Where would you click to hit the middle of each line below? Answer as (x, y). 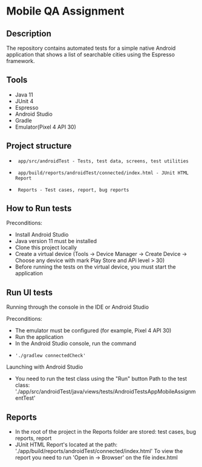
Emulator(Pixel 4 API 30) (46, 127)
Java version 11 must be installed (56, 241)
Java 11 (24, 95)
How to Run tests (39, 208)
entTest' (25, 398)
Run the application (39, 337)
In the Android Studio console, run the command (76, 343)
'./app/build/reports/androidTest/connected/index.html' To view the (99, 451)
